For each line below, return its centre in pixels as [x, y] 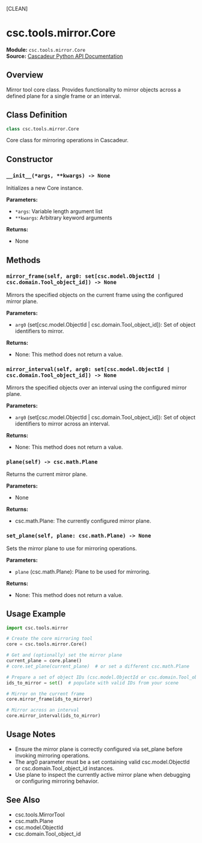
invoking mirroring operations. [52, 755]
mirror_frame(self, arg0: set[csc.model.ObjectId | [84, 276]
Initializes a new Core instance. [45, 188]
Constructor [29, 159]
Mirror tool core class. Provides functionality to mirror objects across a [94, 89]
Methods [23, 260]
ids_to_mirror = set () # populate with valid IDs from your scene [93, 683]
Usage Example [36, 614]
